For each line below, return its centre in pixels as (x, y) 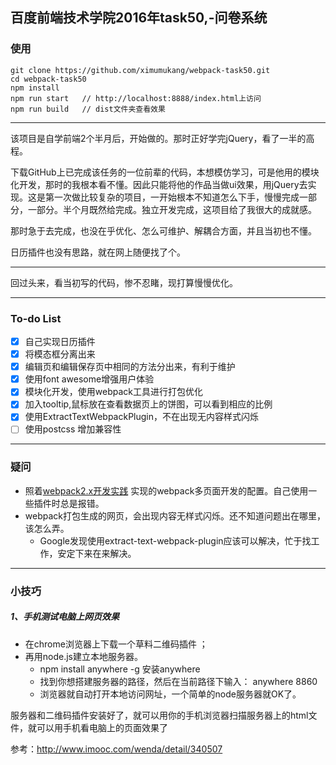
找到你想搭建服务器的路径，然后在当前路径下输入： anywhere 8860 (178, 681)
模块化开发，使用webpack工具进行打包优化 (113, 392)
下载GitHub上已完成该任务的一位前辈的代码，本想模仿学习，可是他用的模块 (165, 172)
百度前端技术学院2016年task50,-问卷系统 (139, 18)
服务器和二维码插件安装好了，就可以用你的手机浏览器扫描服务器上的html (159, 715)
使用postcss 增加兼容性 (73, 429)
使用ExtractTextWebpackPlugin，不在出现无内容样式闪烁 (142, 417)
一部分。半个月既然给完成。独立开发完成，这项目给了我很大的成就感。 (172, 209)
